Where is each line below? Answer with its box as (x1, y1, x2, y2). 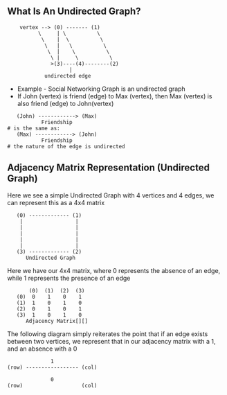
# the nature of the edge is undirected (7, 143, 126, 150)
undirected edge (44, 72, 91, 79)
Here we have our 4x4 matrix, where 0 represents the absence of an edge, (7, 266, 221, 274)
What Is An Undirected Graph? (7, 6, 141, 17)
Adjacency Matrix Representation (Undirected (7, 162, 210, 174)
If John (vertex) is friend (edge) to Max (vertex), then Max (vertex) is (17, 91, 212, 100)
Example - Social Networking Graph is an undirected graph (17, 85, 185, 93)
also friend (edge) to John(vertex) (17, 99, 114, 107)
